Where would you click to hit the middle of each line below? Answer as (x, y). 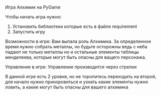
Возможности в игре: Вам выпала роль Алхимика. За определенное (78, 41)
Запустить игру (29, 32)
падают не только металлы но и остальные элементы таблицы (72, 52)
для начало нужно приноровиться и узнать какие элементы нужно (77, 82)
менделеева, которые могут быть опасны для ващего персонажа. (76, 57)
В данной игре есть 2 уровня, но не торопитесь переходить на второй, (81, 76)
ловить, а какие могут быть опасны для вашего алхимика (67, 87)
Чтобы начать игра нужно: (33, 17)
